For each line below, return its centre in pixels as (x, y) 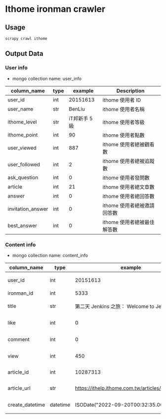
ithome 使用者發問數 (126, 178)
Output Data (24, 54)
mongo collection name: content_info (50, 255)
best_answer (22, 226)
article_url (19, 388)
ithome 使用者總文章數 (128, 187)
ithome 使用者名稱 (124, 109)
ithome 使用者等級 (124, 122)
